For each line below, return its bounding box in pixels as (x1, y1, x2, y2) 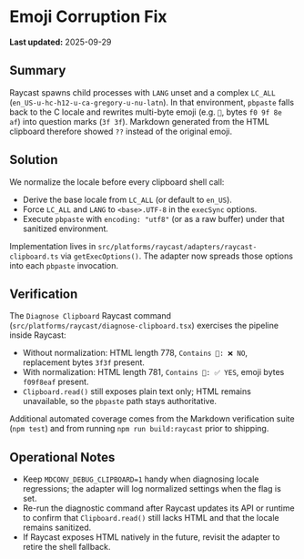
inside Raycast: (9, 330, 66, 340)
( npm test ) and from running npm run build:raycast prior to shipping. (9, 423, 269, 434)
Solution (9, 152, 58, 168)
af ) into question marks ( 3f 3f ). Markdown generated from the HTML (9, 116, 270, 127)
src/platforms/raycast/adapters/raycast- (97, 242, 258, 251)
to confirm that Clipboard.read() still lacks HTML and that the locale (22, 513, 279, 523)
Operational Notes (9, 449, 116, 465)
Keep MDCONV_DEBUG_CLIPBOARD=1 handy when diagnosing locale (22, 473, 259, 484)
